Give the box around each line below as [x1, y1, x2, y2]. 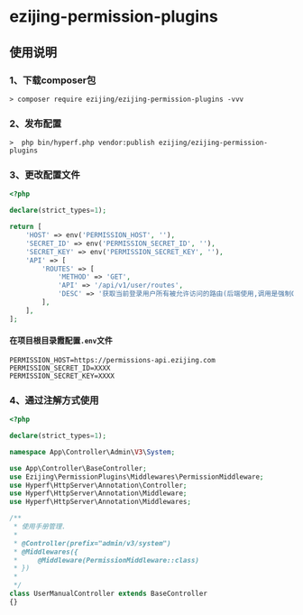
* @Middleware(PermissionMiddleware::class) [13, 555, 200, 565]
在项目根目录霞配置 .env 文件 [9, 335, 113, 346]
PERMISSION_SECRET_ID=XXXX [9, 363, 111, 372]
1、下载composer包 [9, 74, 96, 87]
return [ [9, 223, 42, 232]
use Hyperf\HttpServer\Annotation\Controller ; [9, 481, 188, 490]
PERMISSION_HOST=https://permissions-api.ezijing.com [9, 355, 216, 364]
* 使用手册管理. [13, 522, 66, 531]
